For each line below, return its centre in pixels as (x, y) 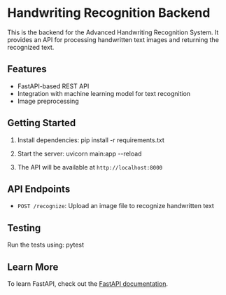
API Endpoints (39, 189)
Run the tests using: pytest (46, 245)
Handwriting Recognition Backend (109, 13)
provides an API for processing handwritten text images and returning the (113, 39)
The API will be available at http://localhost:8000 (90, 167)
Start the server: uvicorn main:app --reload (79, 153)
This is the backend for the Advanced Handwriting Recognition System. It (113, 32)
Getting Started (42, 123)
